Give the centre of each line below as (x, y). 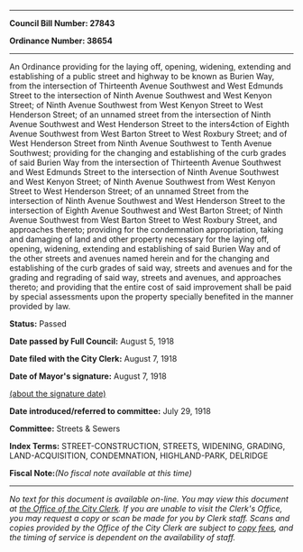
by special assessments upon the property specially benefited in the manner (151, 297)
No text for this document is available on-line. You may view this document (149, 499)
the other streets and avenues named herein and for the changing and (139, 258)
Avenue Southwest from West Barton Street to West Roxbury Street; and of (148, 133)
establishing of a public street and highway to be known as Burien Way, (142, 76)
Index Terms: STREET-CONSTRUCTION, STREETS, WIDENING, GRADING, (147, 446)
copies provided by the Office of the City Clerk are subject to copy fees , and (151, 528)
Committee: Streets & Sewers (65, 428)
